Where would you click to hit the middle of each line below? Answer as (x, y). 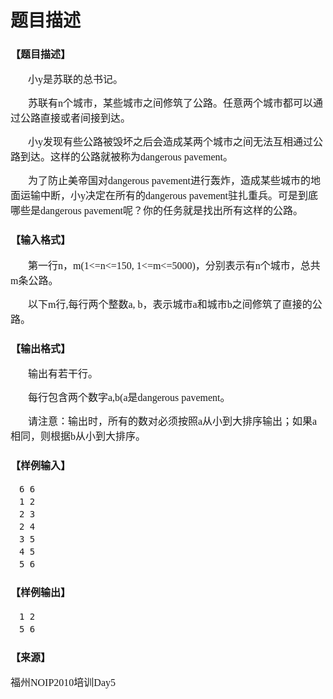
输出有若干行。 (63, 374)
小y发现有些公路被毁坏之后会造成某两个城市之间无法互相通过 (171, 142)
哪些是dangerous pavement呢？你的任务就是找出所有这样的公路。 (156, 211)
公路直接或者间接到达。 (76, 118)
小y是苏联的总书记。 (76, 80)
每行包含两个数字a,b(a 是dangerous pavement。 (129, 398)
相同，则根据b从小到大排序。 (78, 437)
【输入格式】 (41, 240)
